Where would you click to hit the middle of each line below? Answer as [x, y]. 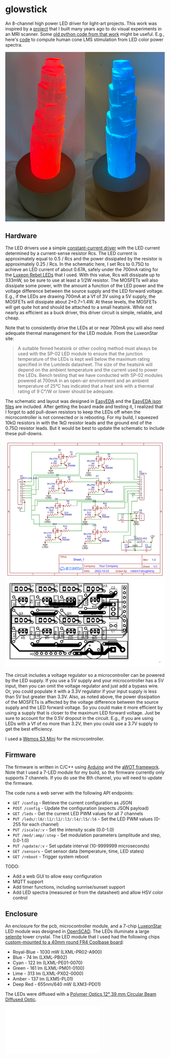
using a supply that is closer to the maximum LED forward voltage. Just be [83, 713]
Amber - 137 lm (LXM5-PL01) [43, 978]
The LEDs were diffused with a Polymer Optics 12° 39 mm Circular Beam [81, 994]
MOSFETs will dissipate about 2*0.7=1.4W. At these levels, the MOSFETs [81, 302]
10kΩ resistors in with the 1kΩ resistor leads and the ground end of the [79, 423]
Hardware [21, 236]
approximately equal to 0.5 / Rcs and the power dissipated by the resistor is [84, 259]
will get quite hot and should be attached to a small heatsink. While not [79, 307]
